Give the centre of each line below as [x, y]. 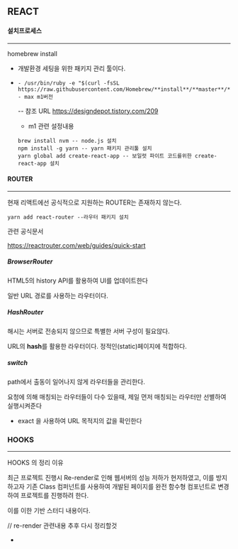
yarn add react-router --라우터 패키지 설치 [68, 217]
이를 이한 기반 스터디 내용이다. [49, 510]
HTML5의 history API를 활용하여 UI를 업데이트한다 [78, 281]
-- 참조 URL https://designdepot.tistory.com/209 [88, 111]
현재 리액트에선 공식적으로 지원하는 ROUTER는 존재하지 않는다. [95, 202]
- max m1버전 [35, 97]
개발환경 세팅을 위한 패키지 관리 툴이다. [72, 68]
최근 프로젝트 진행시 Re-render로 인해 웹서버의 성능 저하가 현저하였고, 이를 [111, 478]
